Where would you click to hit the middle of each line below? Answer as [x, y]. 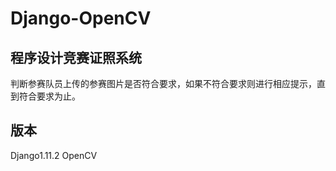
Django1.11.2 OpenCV [54, 155]
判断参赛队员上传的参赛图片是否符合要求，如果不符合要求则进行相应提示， [163, 83]
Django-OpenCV [81, 18]
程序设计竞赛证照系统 [76, 57]
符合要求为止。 [49, 96]
